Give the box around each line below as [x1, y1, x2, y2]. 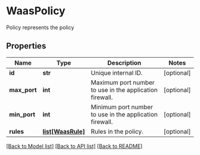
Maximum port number [90, 78, 155, 87]
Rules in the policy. [90, 127, 144, 135]
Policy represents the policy [6, 24, 74, 31]
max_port [9, 86, 37, 94]
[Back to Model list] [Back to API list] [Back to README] [6, 143, 143, 150]
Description [107, 58, 142, 67]
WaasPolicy [6, 4, 65, 18]
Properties [6, 41, 46, 51]
